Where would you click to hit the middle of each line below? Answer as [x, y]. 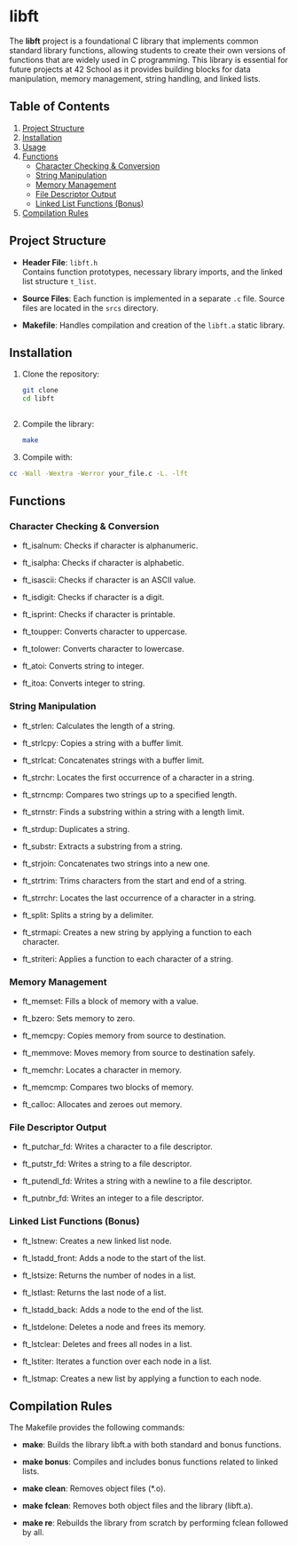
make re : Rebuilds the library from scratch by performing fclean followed [155, 1523]
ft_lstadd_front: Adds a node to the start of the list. [114, 1257]
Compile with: [47, 457]
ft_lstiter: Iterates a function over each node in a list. [117, 1361]
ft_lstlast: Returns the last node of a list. [94, 1292]
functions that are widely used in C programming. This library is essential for [148, 59]
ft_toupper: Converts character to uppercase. [105, 631]
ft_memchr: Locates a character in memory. [102, 1070]
